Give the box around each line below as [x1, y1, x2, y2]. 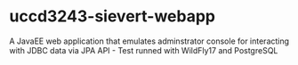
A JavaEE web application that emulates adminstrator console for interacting [9, 36, 290, 46]
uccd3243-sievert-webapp [9, 6, 216, 27]
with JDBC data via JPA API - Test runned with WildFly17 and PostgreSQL [9, 45, 278, 55]
